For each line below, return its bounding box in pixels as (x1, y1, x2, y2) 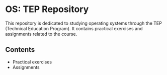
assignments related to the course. (5, 31, 77, 37)
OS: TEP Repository (5, 4, 89, 15)
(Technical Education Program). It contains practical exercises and (5, 25, 143, 31)
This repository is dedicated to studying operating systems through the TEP (5, 20, 162, 26)
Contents (5, 45, 35, 54)
